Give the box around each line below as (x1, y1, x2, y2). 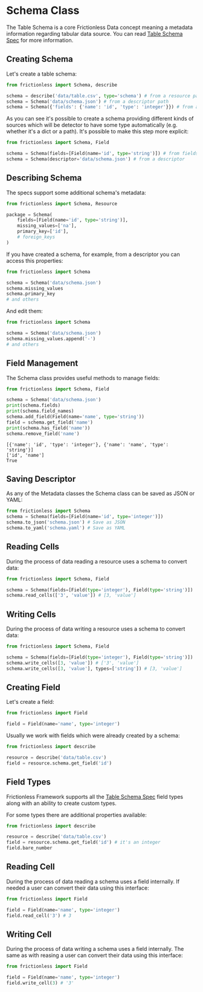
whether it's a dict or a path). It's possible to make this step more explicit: (6, 128, 189, 135)
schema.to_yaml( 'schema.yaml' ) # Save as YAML (6, 525, 126, 531)
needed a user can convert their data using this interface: (6, 884, 149, 892)
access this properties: (6, 257, 63, 264)
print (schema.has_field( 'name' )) (6, 425, 91, 431)
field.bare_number (6, 845, 53, 851)
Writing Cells (6, 609, 56, 619)
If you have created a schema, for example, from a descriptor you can (6, 251, 180, 258)
